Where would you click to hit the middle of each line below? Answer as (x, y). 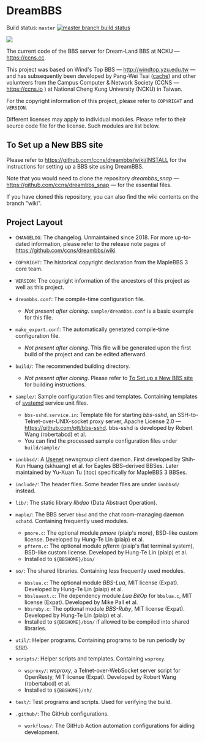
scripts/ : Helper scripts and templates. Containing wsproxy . (91, 658)
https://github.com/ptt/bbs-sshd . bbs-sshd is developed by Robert (108, 427)
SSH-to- (188, 415)
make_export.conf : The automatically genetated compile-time (92, 329)
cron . (22, 646)
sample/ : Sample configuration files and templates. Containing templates (106, 396)
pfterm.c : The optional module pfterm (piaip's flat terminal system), (109, 546)
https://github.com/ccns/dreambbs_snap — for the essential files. (89, 185)
